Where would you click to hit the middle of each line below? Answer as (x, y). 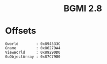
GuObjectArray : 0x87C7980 (33, 57)
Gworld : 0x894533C (33, 44)
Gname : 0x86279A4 (33, 48)
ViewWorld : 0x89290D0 (33, 53)
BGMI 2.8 (83, 9)
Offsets (21, 31)
